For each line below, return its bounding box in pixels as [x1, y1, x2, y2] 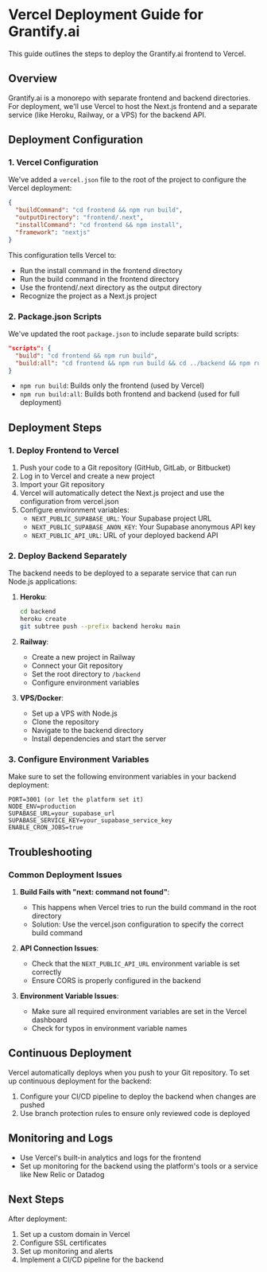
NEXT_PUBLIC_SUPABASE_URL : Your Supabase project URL [31, 513, 212, 523]
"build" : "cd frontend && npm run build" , [15, 352, 158, 360]
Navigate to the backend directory [31, 726, 145, 735]
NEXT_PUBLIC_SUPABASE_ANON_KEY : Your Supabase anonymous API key [31, 522, 256, 532]
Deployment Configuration [8, 133, 144, 146]
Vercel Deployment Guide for [8, 6, 204, 24]
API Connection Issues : [19, 943, 99, 953]
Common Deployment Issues [8, 869, 122, 880]
